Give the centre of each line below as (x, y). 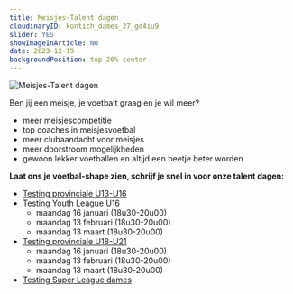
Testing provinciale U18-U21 (74, 241)
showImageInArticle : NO (54, 43)
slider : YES (32, 34)
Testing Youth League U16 (71, 203)
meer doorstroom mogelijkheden (83, 149)
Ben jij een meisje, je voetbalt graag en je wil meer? (105, 103)
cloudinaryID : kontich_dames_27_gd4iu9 (84, 26)
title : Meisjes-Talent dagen (64, 18)
